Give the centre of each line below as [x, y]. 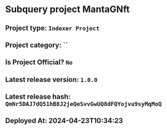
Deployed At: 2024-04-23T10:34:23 [64, 121]
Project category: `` [37, 45]
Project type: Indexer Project [52, 28]
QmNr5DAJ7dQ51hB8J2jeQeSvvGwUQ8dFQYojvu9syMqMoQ [83, 104]
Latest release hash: [38, 97]
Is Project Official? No [39, 62]
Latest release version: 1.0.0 [51, 79]
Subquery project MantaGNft [68, 9]
